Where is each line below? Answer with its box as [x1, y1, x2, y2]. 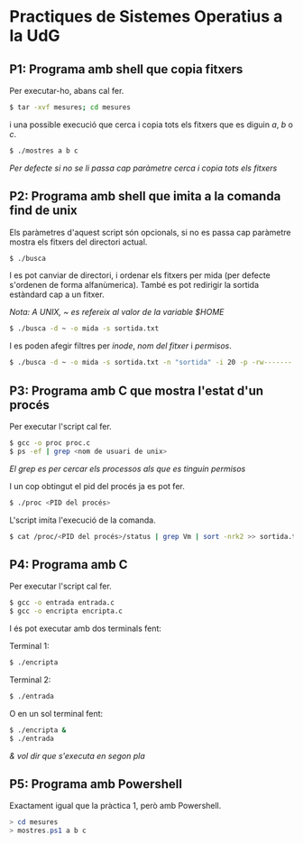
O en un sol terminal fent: [9, 708, 104, 719]
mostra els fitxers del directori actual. [9, 237, 148, 247]
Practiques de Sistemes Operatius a [9, 6, 283, 27]
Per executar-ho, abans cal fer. [9, 86, 124, 96]
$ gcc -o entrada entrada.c [9, 598, 115, 607]
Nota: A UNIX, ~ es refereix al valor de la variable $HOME [9, 307, 225, 318]
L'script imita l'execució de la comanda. [9, 515, 156, 525]
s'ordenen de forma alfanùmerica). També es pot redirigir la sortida [9, 280, 260, 291]
